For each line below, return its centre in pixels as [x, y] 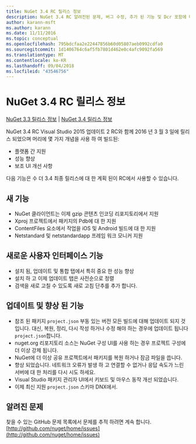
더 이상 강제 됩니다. [36, 350]
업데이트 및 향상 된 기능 [45, 306]
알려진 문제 [25, 407]
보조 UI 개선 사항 [34, 166]
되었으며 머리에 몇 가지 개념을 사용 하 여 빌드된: [66, 139]
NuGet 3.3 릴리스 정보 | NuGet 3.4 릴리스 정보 [59, 119]
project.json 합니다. [38, 335]
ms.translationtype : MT [35, 55]
